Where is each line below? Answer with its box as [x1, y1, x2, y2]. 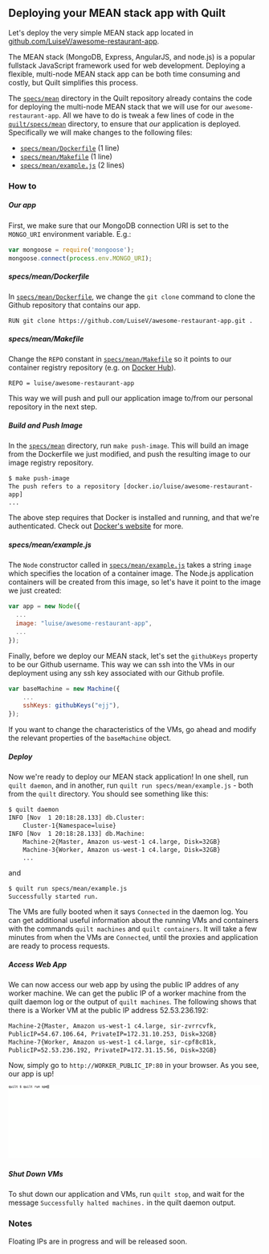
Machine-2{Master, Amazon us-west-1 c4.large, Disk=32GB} [22, 838, 221, 846]
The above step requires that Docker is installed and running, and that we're [8, 513, 259, 523]
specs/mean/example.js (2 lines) [19, 160, 125, 170]
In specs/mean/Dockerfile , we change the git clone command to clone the [8, 292, 255, 301]
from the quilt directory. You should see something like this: [8, 789, 209, 799]
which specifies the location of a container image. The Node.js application [8, 569, 255, 578]
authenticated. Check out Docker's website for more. [8, 521, 184, 531]
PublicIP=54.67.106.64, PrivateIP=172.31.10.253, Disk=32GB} [8, 1030, 218, 1038]
